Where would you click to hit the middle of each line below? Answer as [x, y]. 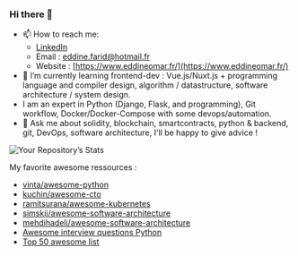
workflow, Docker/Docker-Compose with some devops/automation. [147, 114]
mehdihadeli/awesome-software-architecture [106, 223]
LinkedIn [52, 47]
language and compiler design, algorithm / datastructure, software [145, 85]
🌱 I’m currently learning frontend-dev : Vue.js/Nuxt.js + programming [150, 76]
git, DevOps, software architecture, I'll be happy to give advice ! [140, 132]
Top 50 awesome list [61, 242]
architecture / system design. [76, 95]
